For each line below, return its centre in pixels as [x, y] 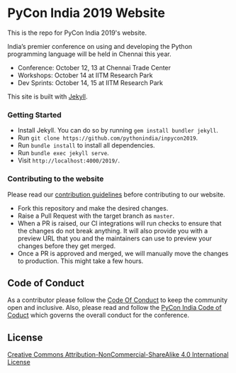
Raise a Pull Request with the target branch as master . [96, 216]
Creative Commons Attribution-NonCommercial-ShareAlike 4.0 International [118, 355]
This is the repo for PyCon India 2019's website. [77, 33]
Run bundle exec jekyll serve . [63, 153]
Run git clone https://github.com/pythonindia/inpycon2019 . [108, 138]
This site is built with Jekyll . [47, 96]
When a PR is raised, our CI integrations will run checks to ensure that [119, 223]
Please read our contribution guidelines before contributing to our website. [116, 194]
